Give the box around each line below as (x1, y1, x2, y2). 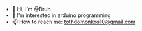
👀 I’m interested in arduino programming (11, 12, 112, 19)
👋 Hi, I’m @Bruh (11, 6, 51, 12)
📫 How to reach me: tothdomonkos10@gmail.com (11, 18, 136, 25)
